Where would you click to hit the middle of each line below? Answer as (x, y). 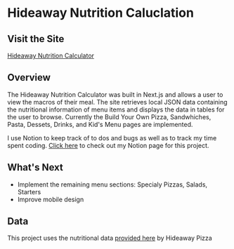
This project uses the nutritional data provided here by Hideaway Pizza (110, 238)
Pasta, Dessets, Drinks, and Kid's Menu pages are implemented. (100, 124)
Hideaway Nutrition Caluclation (101, 13)
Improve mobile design (51, 199)
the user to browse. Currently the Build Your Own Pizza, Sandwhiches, (109, 116)
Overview (29, 78)
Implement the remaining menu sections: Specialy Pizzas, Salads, (112, 184)
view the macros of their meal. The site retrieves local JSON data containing (117, 102)
